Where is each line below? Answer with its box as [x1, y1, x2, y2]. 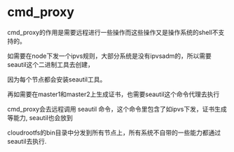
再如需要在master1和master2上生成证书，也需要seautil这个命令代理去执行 [7, 90, 220, 98]
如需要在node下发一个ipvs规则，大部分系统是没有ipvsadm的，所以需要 [7, 52, 212, 60]
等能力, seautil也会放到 [7, 113, 74, 122]
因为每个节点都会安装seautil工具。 [7, 75, 106, 84]
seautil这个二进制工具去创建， [7, 60, 95, 68]
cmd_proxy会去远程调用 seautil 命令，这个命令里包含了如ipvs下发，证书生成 [7, 105, 227, 113]
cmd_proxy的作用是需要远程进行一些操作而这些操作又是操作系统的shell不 [7, 28, 219, 36]
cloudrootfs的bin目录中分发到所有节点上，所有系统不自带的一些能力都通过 [7, 128, 221, 137]
